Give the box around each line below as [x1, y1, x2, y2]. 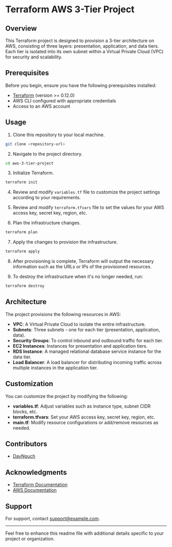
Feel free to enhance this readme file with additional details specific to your [5, 530, 164, 536]
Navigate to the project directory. [12, 151, 83, 157]
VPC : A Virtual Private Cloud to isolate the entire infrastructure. [12, 321, 146, 327]
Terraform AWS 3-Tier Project [5, 4, 135, 15]
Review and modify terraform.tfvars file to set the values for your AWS [12, 204, 164, 211]
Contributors [5, 439, 48, 448]
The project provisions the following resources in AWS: [5, 311, 121, 317]
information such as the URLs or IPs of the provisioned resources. [12, 264, 152, 269]
